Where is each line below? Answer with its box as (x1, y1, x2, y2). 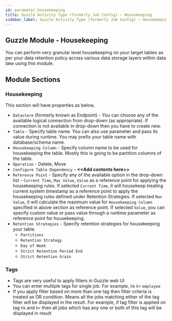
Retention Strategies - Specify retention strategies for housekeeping (12, 220, 160, 226)
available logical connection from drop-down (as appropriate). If (12, 117, 148, 123)
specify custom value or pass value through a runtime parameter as (12, 210, 156, 216)
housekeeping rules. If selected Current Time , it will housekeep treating (12, 182, 163, 189)
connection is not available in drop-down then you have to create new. (12, 123, 161, 129)
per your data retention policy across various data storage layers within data (5, 55, 166, 61)
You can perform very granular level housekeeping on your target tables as (5, 50, 164, 56)
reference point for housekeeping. (12, 215, 85, 221)
